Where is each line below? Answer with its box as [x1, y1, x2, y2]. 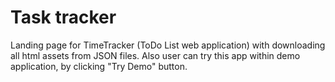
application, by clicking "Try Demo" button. [10, 60, 188, 72]
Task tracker [10, 6, 117, 29]
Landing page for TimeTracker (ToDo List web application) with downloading [10, 39, 326, 51]
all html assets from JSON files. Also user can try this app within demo [10, 49, 301, 61]
